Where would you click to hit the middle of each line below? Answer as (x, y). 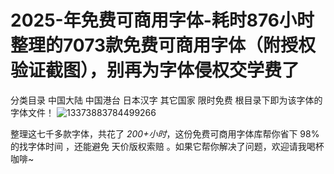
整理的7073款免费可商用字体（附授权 (163, 45)
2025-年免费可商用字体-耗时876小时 (162, 20)
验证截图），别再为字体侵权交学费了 (155, 70)
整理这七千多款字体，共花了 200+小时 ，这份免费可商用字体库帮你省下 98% (165, 133)
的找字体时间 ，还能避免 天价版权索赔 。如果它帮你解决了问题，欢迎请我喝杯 (167, 146)
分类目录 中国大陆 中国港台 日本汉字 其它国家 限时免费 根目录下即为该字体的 (166, 100)
